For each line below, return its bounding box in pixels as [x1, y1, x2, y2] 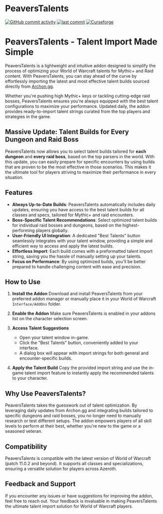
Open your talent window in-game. [19, 335, 89, 341]
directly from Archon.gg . [5, 83, 54, 89]
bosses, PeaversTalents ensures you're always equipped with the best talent [5, 98, 159, 104]
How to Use [5, 278, 41, 286]
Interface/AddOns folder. [12, 301, 62, 307]
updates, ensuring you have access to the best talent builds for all [12, 206, 145, 212]
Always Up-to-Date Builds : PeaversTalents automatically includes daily [12, 201, 156, 207]
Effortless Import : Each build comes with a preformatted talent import [12, 248, 153, 254]
